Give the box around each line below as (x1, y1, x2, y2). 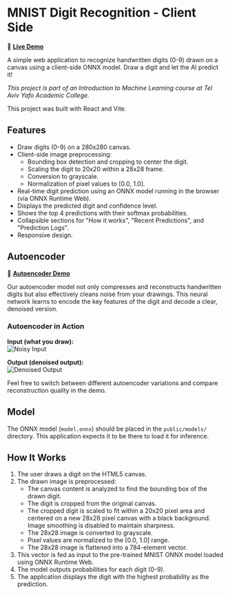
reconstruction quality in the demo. (7, 386, 107, 394)
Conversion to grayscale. (27, 172, 98, 180)
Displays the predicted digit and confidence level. (17, 202, 158, 210)
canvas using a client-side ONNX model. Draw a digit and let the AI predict (7, 63, 219, 71)
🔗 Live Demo (7, 42, 44, 50)
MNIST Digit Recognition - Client (7, 5, 196, 21)
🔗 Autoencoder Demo (7, 269, 70, 277)
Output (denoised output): (7, 358, 84, 367)
